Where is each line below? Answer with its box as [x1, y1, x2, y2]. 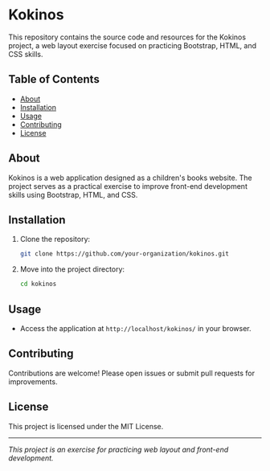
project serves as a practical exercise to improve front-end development [8, 181, 247, 190]
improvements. [8, 376, 58, 387]
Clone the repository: [19, 235, 91, 244]
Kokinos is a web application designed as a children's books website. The [8, 173, 252, 182]
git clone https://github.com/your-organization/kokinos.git [19, 250, 230, 258]
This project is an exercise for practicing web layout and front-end [8, 444, 229, 454]
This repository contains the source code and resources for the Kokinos [8, 32, 247, 42]
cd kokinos [19, 280, 57, 289]
